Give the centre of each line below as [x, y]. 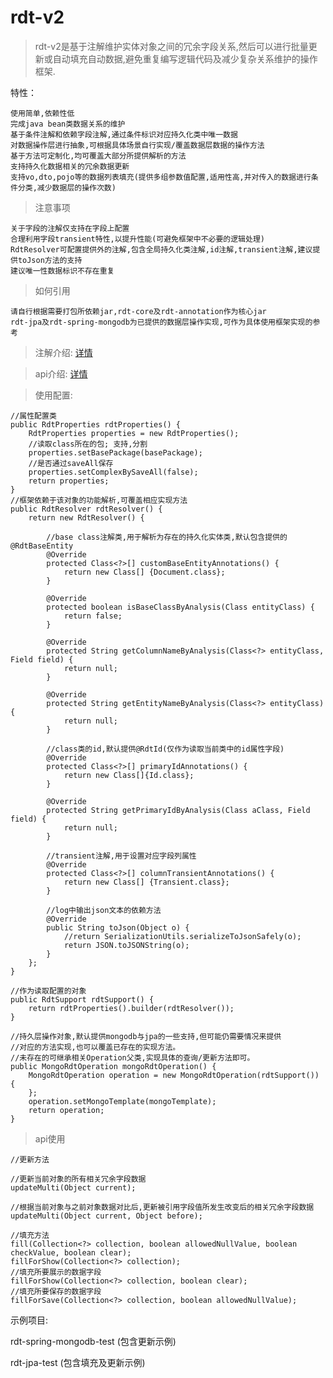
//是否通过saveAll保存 [71, 463]
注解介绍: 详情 [63, 352]
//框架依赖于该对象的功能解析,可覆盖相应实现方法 [99, 500]
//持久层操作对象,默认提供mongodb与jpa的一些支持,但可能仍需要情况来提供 [146, 1036]
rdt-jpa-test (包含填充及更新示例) [78, 1362]
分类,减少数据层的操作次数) [67, 187]
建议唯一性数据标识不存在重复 [62, 271]
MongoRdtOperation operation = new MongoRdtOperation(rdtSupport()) [174, 1075]
